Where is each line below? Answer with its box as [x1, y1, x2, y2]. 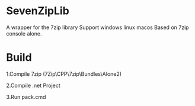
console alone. [6, 30, 43, 37]
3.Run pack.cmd [6, 93, 46, 100]
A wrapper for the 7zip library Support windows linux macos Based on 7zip [6, 24, 189, 31]
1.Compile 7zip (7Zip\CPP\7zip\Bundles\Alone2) [6, 70, 122, 78]
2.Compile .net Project [6, 82, 60, 89]
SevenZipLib [6, 4, 69, 18]
